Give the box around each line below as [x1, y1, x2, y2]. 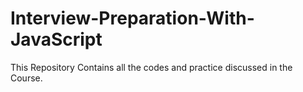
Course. [10, 72, 43, 84]
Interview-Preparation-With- [10, 7, 255, 30]
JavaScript [10, 28, 103, 51]
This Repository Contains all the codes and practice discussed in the [10, 61, 293, 73]
